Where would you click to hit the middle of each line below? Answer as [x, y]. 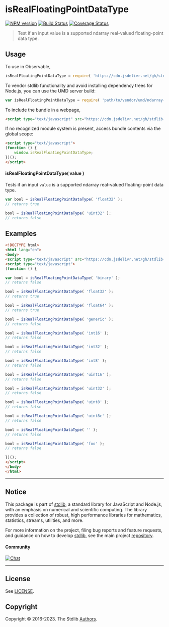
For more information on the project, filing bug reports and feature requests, [84, 530]
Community [18, 547]
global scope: [19, 134]
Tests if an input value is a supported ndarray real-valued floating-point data [84, 184]
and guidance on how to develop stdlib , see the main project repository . [80, 535]
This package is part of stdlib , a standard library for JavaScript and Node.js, [84, 504]
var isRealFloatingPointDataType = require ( [53, 100]
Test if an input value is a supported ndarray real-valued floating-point [90, 33]
